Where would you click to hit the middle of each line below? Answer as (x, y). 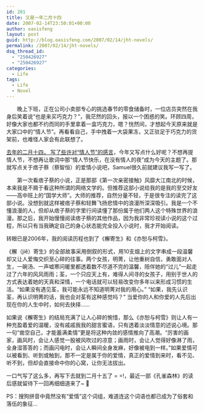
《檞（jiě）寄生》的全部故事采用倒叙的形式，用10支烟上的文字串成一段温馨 (100, 251)
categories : (21, 68)
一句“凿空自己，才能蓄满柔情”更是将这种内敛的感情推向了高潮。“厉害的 (95, 332)
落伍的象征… (22, 403)
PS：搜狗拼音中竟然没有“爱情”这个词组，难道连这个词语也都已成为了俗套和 (100, 396)
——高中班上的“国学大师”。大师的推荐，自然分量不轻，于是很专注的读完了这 (102, 195)
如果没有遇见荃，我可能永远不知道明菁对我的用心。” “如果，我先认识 (104, 289)
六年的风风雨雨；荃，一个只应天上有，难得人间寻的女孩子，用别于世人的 (107, 274)
